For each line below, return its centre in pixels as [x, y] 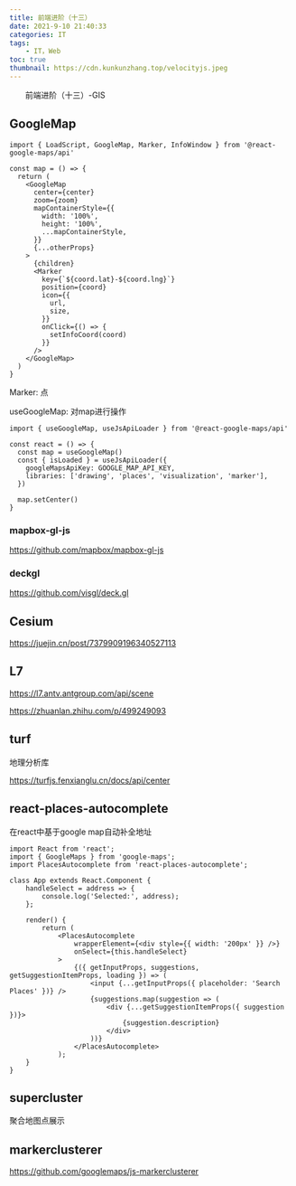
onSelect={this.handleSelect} [130, 951]
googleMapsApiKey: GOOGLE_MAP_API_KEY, [101, 468]
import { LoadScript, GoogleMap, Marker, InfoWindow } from [125, 145]
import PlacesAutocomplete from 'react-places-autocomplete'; [129, 864]
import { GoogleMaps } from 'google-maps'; [92, 857]
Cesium [32, 621]
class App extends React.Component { [80, 880]
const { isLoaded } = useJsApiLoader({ [92, 460]
